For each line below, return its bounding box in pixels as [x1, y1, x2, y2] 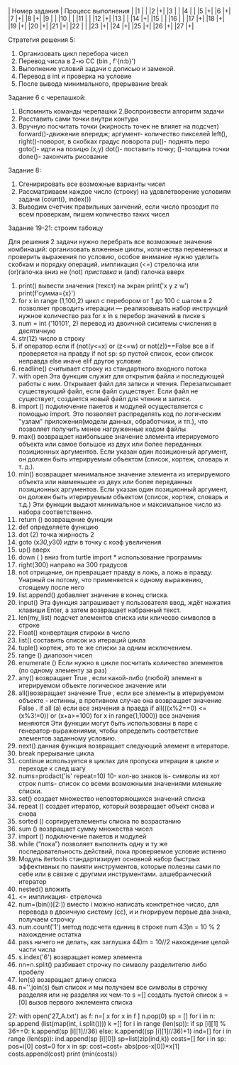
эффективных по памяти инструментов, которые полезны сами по [18, 863, 221, 870]
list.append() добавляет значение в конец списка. [18, 591, 169, 599]
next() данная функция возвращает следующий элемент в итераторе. [18, 742, 230, 750]
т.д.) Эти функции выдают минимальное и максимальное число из [18, 501, 221, 508]
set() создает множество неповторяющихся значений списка [18, 794, 206, 802]
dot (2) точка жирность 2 [18, 530, 94, 539]
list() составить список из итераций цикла [18, 636, 146, 644]
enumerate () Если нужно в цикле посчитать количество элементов [18, 659, 223, 667]
